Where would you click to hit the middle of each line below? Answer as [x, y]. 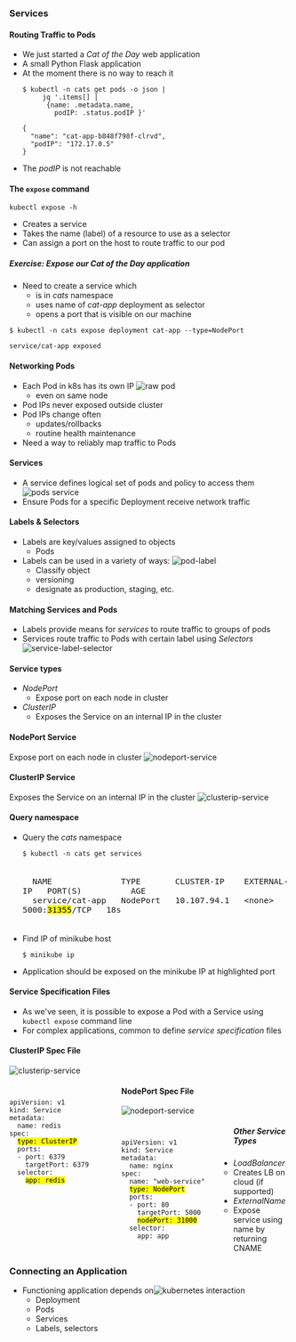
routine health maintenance [85, 433]
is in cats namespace [74, 296]
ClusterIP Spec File [45, 1051]
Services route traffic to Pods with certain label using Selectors [137, 638]
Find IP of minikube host [66, 939]
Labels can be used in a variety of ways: [96, 560]
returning [250, 1239]
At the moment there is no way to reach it [98, 73]
